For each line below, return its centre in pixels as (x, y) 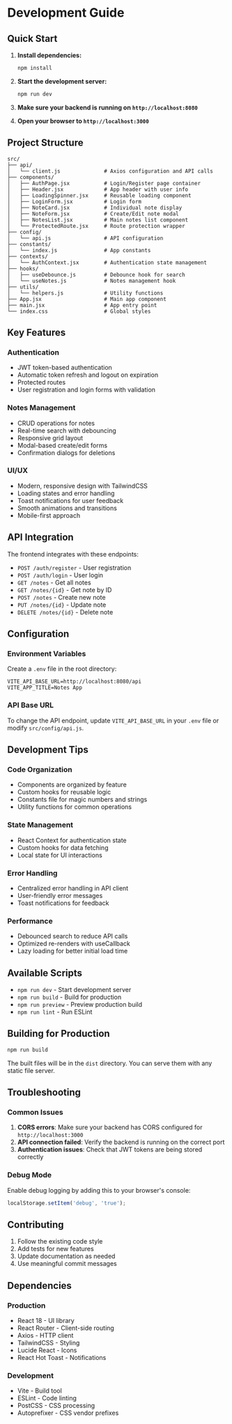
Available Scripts (45, 973)
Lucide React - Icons (47, 1350)
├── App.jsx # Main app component (87, 299)
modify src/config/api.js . (46, 728)
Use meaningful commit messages (67, 1264)
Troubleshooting (44, 1093)
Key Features (37, 332)
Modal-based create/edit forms (62, 445)
